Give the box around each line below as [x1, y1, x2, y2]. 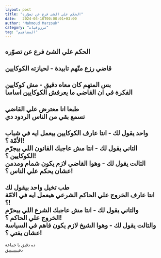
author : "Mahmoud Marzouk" [5, 20, 60, 26]
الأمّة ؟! [5, 137, 25, 145]
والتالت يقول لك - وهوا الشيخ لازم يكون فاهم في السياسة [5, 222, 156, 230]
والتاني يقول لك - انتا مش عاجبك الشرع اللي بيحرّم [5, 206, 139, 214]
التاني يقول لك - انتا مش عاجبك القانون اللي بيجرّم [5, 144, 138, 152]
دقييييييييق [5, 247, 23, 253]
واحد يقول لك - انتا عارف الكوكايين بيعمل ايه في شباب [5, 129, 148, 137]
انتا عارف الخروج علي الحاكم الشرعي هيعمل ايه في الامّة [5, 191, 155, 199]
